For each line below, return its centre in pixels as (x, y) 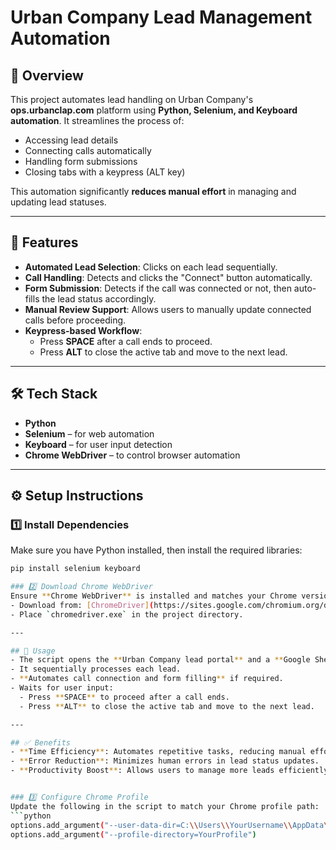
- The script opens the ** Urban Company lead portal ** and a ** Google (160, 660)
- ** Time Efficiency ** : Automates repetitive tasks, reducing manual (158, 752)
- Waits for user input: (62, 688)
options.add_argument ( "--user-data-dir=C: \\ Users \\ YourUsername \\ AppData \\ (171, 825)
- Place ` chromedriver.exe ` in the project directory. (127, 614)
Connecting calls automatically (88, 150)
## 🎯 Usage (33, 651)
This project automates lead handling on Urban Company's (132, 99)
